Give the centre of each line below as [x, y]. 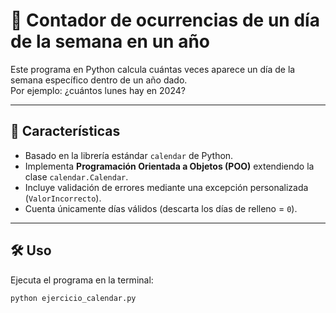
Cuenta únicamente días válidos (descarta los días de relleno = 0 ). [161, 208]
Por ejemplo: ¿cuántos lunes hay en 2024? [98, 90]
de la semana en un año [110, 41]
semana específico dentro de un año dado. [99, 80]
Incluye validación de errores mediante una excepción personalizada [166, 187]
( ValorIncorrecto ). [63, 198]
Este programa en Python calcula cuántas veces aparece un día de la [153, 69]
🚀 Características [65, 131]
